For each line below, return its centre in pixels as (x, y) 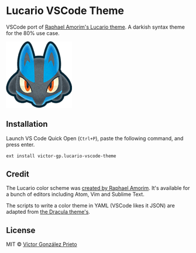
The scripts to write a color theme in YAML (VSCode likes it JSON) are (91, 206)
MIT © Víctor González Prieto (42, 244)
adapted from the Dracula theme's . (48, 212)
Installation (27, 124)
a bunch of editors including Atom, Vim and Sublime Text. (75, 195)
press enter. (20, 144)
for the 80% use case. (33, 33)
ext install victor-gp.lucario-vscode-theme (61, 156)
